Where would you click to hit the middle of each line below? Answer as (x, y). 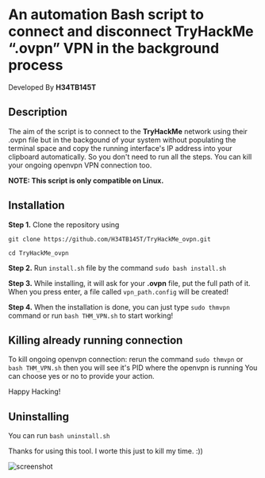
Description (38, 112)
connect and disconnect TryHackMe (131, 31)
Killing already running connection (96, 340)
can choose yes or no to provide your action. (81, 376)
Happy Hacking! (35, 391)
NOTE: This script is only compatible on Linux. (86, 180)
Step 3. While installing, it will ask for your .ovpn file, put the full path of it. (130, 283)
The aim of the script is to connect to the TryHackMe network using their (128, 131)
